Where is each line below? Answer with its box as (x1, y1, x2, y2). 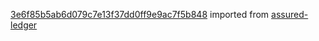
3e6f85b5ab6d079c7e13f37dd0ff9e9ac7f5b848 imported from (10, 9, 270, 20)
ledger (10, 19, 38, 31)
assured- (271, 9, 309, 20)
